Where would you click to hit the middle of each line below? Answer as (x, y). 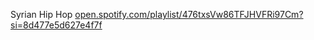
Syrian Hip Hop (41, 14)
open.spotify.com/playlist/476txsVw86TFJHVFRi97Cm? (189, 14)
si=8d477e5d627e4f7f (56, 25)
